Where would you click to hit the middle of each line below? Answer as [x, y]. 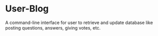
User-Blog [27, 9]
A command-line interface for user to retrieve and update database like [79, 22]
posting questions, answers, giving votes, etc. [53, 27]
